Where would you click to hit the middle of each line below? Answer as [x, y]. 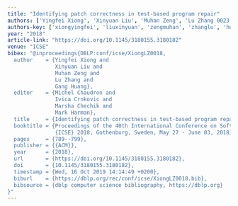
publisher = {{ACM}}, [46, 146]
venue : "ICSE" [28, 47]
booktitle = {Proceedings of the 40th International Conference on [115, 126]
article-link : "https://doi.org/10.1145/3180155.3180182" [95, 40]
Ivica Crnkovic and [84, 100]
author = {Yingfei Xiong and [62, 60]
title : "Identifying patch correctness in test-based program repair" [114, 14]
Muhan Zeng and [77, 73]
